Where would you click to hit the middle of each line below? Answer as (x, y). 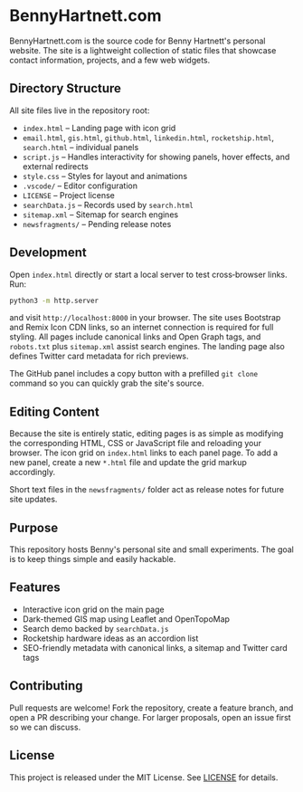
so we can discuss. (45, 727)
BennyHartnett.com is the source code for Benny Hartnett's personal (137, 41)
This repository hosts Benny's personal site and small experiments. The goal (151, 549)
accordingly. (33, 472)
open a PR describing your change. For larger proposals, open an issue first (150, 717)
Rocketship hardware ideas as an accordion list (110, 638)
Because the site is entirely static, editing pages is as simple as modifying (147, 434)
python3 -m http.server (54, 301)
